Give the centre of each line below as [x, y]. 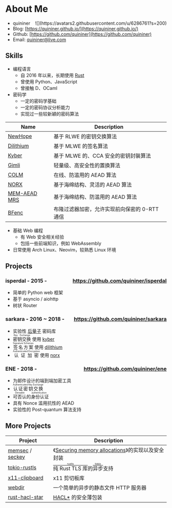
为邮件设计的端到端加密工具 [42, 380]
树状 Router [25, 305]
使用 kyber [43, 339]
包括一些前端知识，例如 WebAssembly [61, 243]
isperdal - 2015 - [26, 281]
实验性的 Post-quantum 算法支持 [47, 410]
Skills [14, 56]
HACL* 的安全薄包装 [78, 497]
